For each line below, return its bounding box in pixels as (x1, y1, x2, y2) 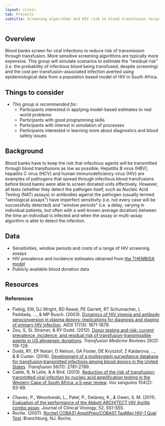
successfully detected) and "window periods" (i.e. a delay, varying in (5, 202, 145, 208)
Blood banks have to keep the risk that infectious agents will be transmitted (5, 160, 157, 166)
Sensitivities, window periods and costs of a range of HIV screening (12, 245, 150, 251)
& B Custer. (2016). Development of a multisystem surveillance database (12, 354, 159, 359)
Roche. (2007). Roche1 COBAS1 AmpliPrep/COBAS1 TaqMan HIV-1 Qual (12, 410, 157, 416)
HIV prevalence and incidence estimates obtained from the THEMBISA (12, 255, 155, 261)
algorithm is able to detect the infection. (5, 217, 86, 223)
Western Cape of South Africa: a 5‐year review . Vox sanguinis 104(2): (12, 380, 153, 386)
